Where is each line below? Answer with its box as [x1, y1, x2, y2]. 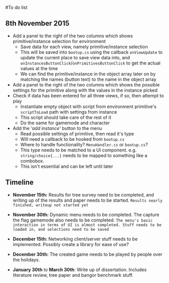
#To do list [5, 5, 28, 10]
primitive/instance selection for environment [12, 38, 106, 44]
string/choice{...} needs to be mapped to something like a [20, 152, 148, 158]
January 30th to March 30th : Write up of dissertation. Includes [12, 266, 147, 273]
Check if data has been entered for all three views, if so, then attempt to [12, 92, 164, 99]
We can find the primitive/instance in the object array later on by [20, 71, 156, 77]
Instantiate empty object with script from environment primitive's [20, 103, 157, 110]
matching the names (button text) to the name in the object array [20, 76, 157, 82]
